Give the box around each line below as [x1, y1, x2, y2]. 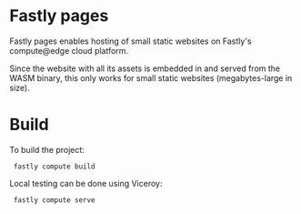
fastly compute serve [13, 195, 95, 205]
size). [9, 82, 30, 93]
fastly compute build [13, 161, 95, 171]
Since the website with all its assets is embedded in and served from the [9, 63, 280, 74]
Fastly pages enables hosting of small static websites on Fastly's [9, 36, 252, 46]
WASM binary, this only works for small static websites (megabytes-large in [9, 72, 293, 83]
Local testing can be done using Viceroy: [9, 178, 163, 189]
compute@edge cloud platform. [9, 45, 129, 56]
